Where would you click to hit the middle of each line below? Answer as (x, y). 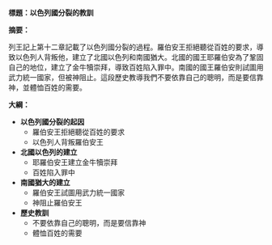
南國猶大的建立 (45, 182)
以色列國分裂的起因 (52, 122)
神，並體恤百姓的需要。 (47, 87)
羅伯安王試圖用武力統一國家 (79, 192)
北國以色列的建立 (49, 152)
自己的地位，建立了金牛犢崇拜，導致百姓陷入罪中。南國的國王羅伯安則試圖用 (136, 67)
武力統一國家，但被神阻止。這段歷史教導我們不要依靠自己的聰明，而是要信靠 (136, 77)
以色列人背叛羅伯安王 (68, 142)
